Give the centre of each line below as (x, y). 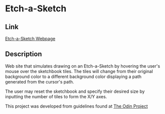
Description (23, 54)
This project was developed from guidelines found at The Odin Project (77, 106)
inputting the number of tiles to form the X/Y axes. (56, 96)
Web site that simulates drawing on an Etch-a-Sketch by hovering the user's (83, 66)
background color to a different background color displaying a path (73, 76)
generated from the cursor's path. (40, 81)
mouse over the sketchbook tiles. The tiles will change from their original (79, 71)
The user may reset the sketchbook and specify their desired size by (75, 91)
